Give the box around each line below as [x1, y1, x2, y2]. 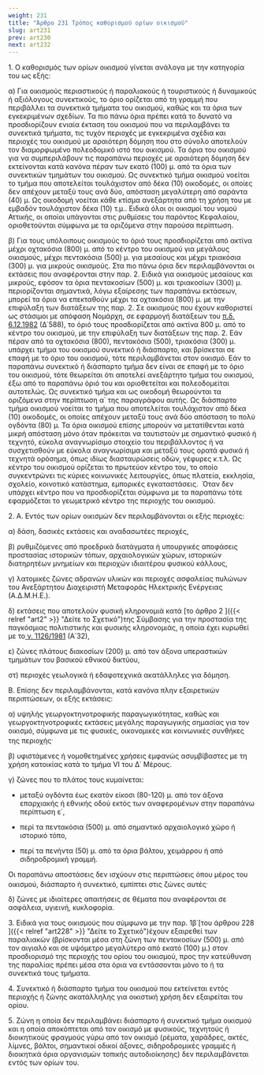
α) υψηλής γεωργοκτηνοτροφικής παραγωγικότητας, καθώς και [8, 709, 220, 719]
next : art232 [8, 41, 51, 49]
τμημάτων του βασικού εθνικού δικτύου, [8, 655, 140, 664]
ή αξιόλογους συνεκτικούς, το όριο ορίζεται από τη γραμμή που [8, 95, 218, 104]
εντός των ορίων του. [8, 1058, 80, 1067]
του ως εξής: [8, 71, 51, 81]
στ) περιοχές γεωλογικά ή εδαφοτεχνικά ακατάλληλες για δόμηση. [8, 671, 231, 680]
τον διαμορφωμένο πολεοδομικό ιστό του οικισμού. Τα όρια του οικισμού [8, 145, 247, 155]
